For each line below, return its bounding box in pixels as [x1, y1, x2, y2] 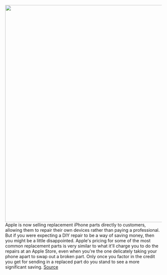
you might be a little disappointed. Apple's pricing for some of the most [5, 238, 151, 243]
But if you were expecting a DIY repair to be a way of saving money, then [5, 232, 155, 238]
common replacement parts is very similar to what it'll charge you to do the [5, 243, 159, 249]
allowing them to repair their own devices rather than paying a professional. [5, 227, 160, 233]
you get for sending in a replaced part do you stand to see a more [5, 259, 140, 265]
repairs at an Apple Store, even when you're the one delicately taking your [5, 248, 158, 254]
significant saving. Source [5, 264, 59, 270]
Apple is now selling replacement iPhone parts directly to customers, [5, 222, 146, 228]
